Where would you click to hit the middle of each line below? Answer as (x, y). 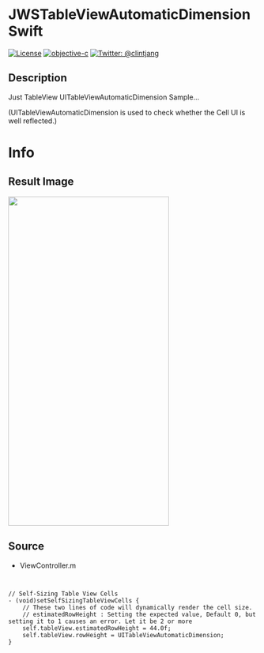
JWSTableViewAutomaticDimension (130, 15)
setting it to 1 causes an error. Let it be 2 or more (100, 621)
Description (38, 78)
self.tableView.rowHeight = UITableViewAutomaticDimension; (123, 635)
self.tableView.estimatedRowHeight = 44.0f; (97, 628)
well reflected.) (33, 121)
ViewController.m (48, 565)
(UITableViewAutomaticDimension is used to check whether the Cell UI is (127, 112)
